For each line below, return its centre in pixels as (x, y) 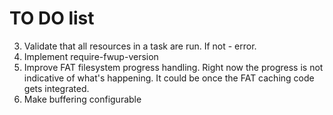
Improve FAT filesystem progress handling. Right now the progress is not (173, 67)
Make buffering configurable (82, 99)
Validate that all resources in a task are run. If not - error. (140, 46)
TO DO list (52, 18)
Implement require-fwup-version (91, 56)
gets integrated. (56, 88)
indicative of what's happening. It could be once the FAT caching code (169, 78)
